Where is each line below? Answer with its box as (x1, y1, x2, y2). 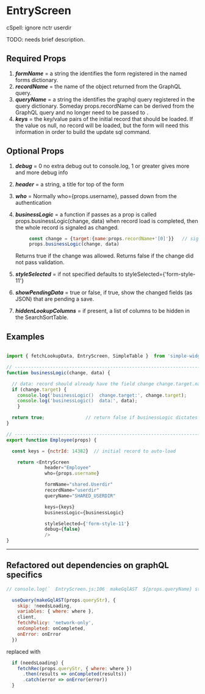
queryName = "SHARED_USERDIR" (45, 493, 116, 499)
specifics (6, 570, 43, 580)
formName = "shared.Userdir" (45, 481, 113, 488)
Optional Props (6, 146, 65, 157)
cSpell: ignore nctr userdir (6, 24, 72, 31)
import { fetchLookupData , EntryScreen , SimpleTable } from (6, 353, 165, 360)
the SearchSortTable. (15, 314, 69, 321)
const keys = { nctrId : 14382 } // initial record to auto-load (12, 448, 176, 454)
